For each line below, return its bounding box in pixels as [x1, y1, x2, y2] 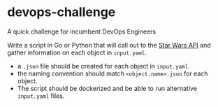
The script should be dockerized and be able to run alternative [17, 84, 198, 92]
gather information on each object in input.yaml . [7, 48, 147, 57]
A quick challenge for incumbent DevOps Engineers [7, 27, 156, 36]
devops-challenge [7, 4, 116, 20]
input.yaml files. [17, 92, 65, 100]
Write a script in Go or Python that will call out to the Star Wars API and [7, 41, 211, 49]
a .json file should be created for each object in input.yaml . [17, 62, 190, 70]
